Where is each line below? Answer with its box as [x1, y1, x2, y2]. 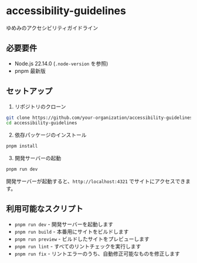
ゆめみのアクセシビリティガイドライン [6, 24, 98, 31]
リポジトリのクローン [14, 103, 66, 110]
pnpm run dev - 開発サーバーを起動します [14, 221, 113, 228]
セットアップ [6, 86, 53, 96]
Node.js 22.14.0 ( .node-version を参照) [14, 60, 108, 67]
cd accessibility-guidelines [6, 120, 77, 126]
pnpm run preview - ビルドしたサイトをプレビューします [14, 235, 150, 242]
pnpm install [6, 143, 38, 149]
